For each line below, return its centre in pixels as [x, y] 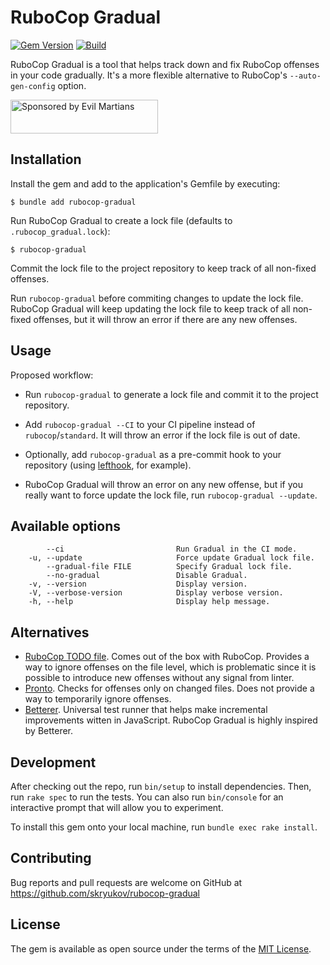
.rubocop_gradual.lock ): [60, 231]
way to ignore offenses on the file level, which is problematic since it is [170, 667]
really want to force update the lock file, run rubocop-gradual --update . [171, 495]
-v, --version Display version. [138, 584]
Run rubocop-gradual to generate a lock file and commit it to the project [171, 394]
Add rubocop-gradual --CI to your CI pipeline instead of [140, 424]
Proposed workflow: [52, 375]
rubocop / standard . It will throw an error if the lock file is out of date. [162, 435]
